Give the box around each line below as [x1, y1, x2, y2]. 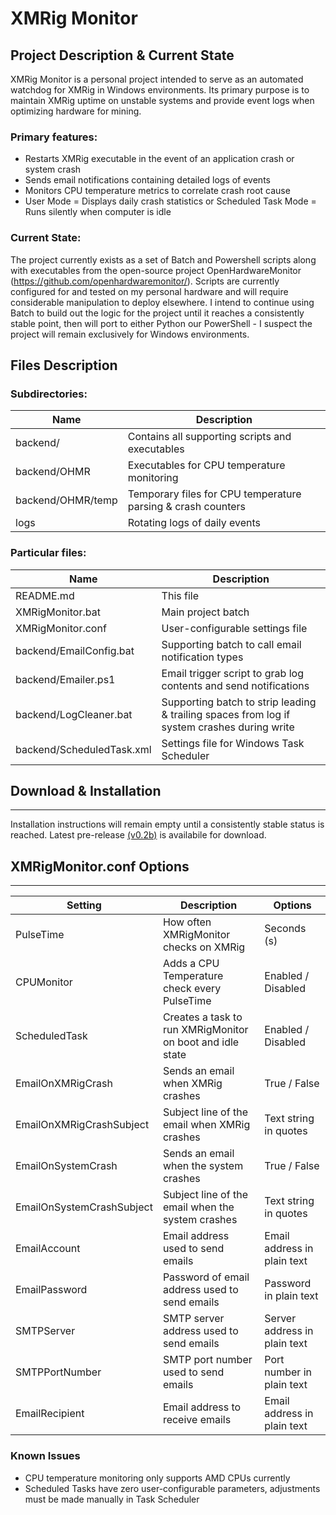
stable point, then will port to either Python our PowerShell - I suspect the [10, 317, 313, 329]
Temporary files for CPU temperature [127, 487, 302, 501]
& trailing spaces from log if [161, 707, 291, 721]
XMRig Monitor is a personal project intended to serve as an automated [10, 73, 304, 85]
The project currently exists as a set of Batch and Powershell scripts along [10, 253, 317, 266]
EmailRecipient [15, 1407, 85, 1421]
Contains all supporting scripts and [127, 430, 292, 444]
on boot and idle [162, 1035, 240, 1049]
